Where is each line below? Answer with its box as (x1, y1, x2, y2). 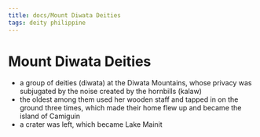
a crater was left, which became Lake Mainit (19, 120, 163, 129)
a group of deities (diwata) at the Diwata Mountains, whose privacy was (19, 78, 252, 88)
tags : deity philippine (8, 19, 86, 27)
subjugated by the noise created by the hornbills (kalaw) (19, 87, 203, 96)
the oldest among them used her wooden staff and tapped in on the (19, 95, 239, 104)
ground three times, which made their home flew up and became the (19, 103, 242, 113)
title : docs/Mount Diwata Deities (8, 11, 122, 20)
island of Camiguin (19, 111, 81, 121)
